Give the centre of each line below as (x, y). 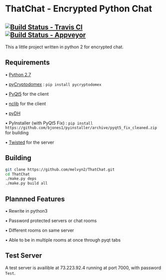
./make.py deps (21, 179)
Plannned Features (35, 199)
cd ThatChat (17, 174)
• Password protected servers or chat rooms (51, 221)
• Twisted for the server (30, 142)
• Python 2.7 (18, 74)
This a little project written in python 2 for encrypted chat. (64, 47)
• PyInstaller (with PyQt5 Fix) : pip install (49, 123)
